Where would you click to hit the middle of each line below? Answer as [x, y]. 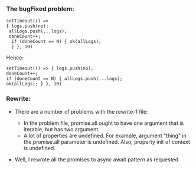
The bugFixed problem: [40, 9]
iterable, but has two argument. [62, 129]
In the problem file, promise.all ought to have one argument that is [104, 123]
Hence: [15, 58]
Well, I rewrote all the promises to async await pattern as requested [97, 159]
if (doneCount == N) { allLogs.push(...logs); [64, 79]
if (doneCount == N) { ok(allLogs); [56, 42]
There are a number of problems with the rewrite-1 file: [81, 111]
